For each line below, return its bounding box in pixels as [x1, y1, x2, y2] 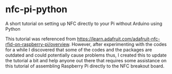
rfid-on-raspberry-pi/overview [5, 41, 69, 47]
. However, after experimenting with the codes [69, 41, 167, 47]
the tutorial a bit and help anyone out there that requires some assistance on [5, 57, 167, 63]
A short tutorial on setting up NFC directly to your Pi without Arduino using [5, 20, 163, 27]
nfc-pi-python [5, 4, 68, 15]
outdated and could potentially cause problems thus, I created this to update [5, 52, 167, 58]
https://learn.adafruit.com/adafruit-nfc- [77, 36, 160, 42]
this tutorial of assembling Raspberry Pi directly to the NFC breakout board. [5, 63, 165, 69]
